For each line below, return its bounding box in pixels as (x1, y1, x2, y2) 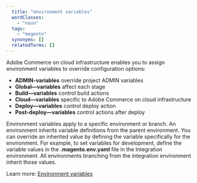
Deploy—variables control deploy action (14, 102, 116, 109)
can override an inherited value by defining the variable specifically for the (6, 133, 190, 140)
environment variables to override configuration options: (6, 65, 146, 72)
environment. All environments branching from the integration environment (6, 152, 191, 159)
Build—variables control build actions (14, 89, 109, 97)
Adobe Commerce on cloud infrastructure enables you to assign (6, 58, 165, 66)
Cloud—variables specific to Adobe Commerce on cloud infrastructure (14, 95, 192, 103)
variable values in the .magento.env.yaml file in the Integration (6, 145, 163, 153)
